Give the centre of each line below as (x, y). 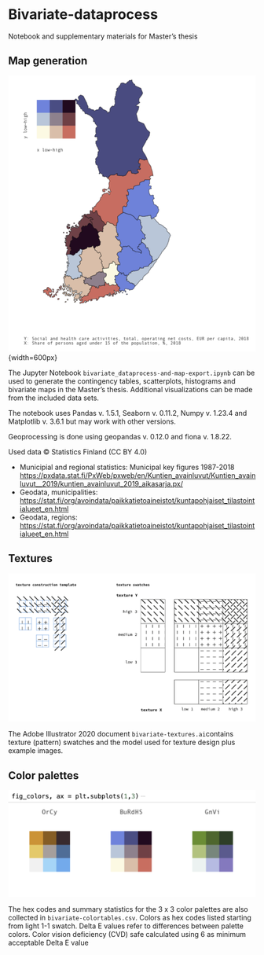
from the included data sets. (54, 398)
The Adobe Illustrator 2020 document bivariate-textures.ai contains (121, 734)
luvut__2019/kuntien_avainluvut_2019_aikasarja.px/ (101, 483)
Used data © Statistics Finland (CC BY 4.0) (78, 452)
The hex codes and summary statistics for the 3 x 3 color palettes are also (128, 909)
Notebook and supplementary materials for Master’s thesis (103, 36)
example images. (36, 751)
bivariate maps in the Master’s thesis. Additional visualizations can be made (130, 389)
